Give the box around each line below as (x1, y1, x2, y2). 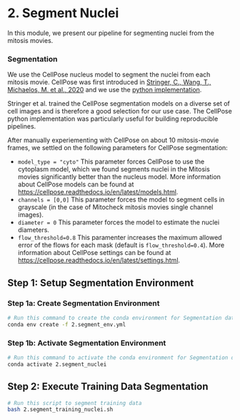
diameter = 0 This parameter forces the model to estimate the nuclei (17, 218, 220, 226)
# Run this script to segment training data (7, 399, 142, 406)
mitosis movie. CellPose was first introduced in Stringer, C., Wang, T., (7, 78, 211, 86)
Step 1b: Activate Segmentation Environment (7, 338, 166, 348)
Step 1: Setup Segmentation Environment (7, 276, 194, 289)
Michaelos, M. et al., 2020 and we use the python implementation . (7, 86, 202, 94)
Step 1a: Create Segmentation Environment (7, 298, 160, 308)
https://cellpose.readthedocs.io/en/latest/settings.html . (17, 256, 181, 265)
